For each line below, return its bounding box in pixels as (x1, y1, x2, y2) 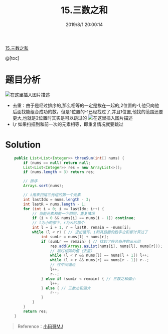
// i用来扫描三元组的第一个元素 (23, 193, 81, 198)
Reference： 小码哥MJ (17, 323, 63, 329)
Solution (5, 139, 41, 150)
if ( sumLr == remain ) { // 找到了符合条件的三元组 (41, 239, 141, 244)
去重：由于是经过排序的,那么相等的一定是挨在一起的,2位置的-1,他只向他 (12, 102, 159, 108)
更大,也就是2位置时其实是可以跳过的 (12, 115, 87, 121)
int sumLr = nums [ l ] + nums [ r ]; (41, 234, 109, 239)
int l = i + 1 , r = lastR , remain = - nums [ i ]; (32, 225, 131, 230)
